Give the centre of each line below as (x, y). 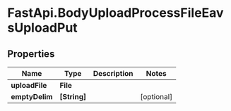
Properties (31, 54)
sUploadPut (42, 28)
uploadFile (29, 85)
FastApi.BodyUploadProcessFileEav (115, 13)
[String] (73, 97)
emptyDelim (32, 97)
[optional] (156, 97)
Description (113, 73)
